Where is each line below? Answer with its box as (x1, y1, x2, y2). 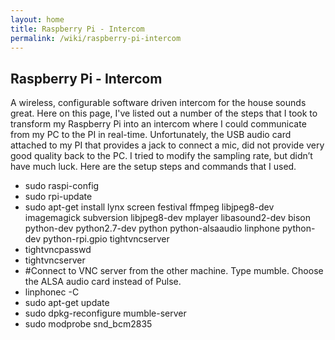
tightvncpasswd (24, 244, 92, 256)
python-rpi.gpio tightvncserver (43, 233, 170, 245)
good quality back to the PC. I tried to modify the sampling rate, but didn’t (10, 150, 313, 162)
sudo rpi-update (24, 191, 93, 203)
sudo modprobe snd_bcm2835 (24, 318, 153, 330)
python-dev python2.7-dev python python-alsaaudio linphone (24, 222, 281, 235)
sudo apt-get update (24, 297, 110, 309)
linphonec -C (24, 286, 80, 298)
